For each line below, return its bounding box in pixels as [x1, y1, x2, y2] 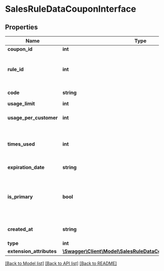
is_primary [7, 194, 33, 200]
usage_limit [7, 100, 35, 107]
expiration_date [7, 164, 45, 171]
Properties [5, 23, 38, 31]
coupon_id [7, 46, 33, 52]
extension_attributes [7, 248, 57, 254]
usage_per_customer [7, 114, 58, 121]
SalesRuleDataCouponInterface [5, 3, 137, 15]
